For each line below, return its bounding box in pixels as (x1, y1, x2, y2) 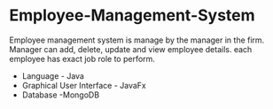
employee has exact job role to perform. (9, 53, 155, 64)
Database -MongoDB (21, 90, 100, 100)
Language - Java (21, 70, 84, 81)
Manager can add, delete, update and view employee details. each (9, 43, 253, 54)
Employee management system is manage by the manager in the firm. (9, 35, 265, 45)
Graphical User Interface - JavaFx (21, 80, 146, 90)
